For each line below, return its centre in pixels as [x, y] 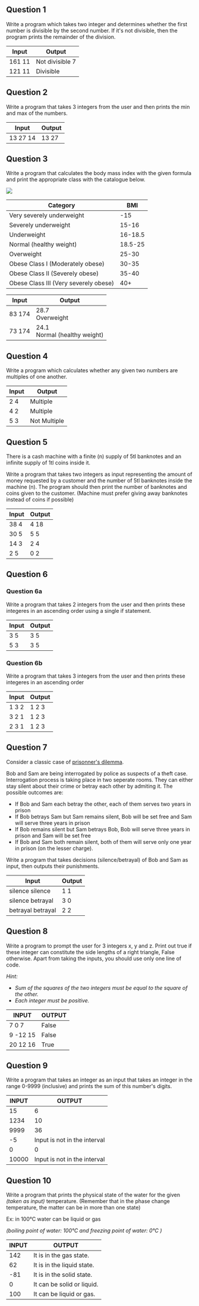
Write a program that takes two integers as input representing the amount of [99, 474]
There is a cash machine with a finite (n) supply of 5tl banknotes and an [94, 456]
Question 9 [27, 1066]
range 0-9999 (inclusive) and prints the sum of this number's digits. [89, 1086]
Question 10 [29, 1181]
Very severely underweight [47, 216]
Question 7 [27, 748]
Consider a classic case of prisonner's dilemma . [65, 762]
